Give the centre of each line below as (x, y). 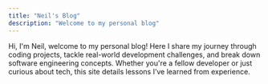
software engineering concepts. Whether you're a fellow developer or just (130, 63)
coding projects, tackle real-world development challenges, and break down (134, 54)
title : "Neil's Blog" (45, 16)
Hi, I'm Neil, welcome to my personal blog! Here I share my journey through (132, 46)
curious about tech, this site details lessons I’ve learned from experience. (129, 71)
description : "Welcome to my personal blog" (84, 23)
